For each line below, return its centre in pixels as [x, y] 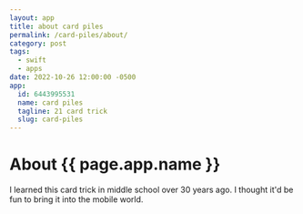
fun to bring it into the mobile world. [76, 199]
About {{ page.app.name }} [115, 164]
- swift [32, 60]
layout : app [32, 18]
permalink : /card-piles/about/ [69, 35]
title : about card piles [56, 26]
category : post [38, 43]
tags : [20, 52]
